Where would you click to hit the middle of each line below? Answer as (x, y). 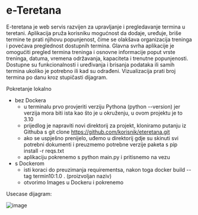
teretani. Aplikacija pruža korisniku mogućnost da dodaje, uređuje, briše (94, 33)
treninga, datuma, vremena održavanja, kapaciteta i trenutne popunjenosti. (97, 58)
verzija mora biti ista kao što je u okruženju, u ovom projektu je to (103, 113)
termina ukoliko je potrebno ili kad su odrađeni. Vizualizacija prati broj (91, 71)
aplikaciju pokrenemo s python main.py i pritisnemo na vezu (97, 157)
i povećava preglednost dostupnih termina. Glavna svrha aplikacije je (90, 46)
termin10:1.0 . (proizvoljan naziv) (72, 176)
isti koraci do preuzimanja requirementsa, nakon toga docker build (104, 169)
